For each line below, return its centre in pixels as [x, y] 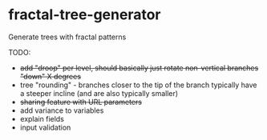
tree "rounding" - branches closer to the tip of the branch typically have [139, 85]
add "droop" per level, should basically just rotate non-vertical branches [139, 68]
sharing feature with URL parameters [81, 102]
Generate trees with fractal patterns [67, 37]
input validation [45, 127]
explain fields [42, 118]
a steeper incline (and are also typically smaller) [99, 93]
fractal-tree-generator [85, 15]
